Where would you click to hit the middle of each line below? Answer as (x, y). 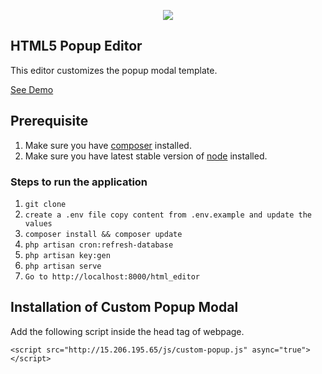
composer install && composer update (103, 234)
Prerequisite (49, 121)
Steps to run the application (79, 182)
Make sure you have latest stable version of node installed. (146, 156)
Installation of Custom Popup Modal (124, 307)
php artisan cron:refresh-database (99, 245)
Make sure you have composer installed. (108, 145)
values (38, 223)
